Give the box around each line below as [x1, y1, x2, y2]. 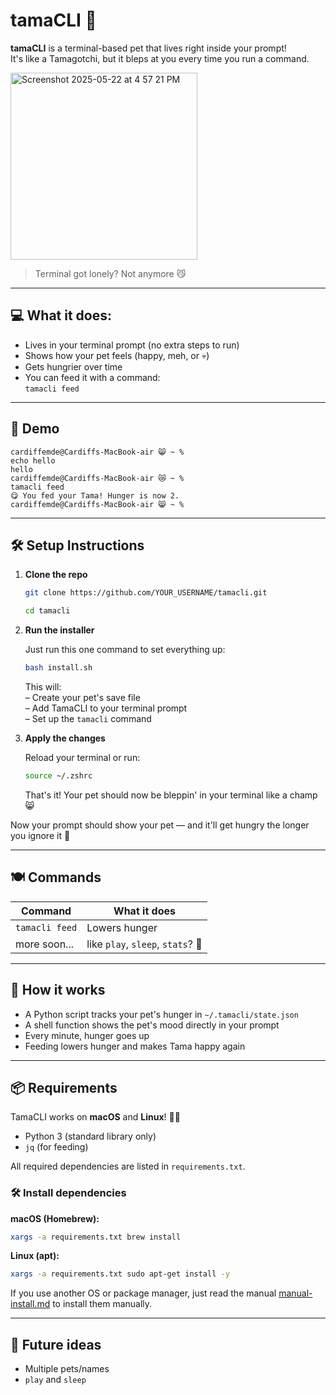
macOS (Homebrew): [10, 1212, 100, 1224]
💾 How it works [10, 982, 106, 999]
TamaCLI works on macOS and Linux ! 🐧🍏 [10, 1111, 181, 1123]
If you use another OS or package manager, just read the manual [10, 1287, 277, 1299]
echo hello [10, 455, 56, 466]
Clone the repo [24, 569, 88, 581]
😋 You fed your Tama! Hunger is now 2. [10, 490, 180, 501]
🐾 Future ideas [10, 1336, 102, 1353]
